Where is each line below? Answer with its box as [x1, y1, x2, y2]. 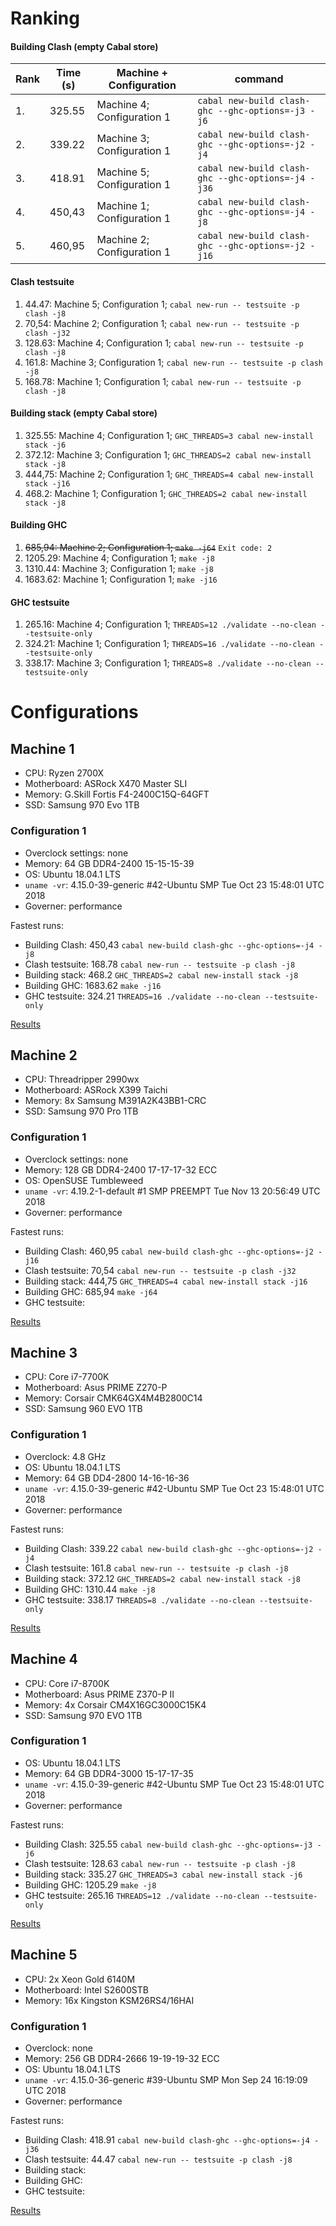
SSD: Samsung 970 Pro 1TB [24, 1105, 139, 1117]
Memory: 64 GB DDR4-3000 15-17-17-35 [24, 1767, 194, 1779]
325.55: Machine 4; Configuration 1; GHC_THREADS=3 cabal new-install [24, 429, 314, 441]
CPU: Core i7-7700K [24, 1371, 110, 1383]
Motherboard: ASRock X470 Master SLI [24, 778, 188, 790]
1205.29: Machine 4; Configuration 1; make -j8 [24, 552, 215, 564]
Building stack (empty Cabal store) [10, 407, 158, 419]
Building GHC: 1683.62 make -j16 [24, 979, 162, 991]
